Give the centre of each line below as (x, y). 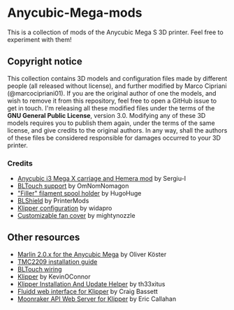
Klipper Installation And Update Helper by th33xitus (91, 283)
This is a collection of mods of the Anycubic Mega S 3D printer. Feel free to (115, 32)
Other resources (44, 238)
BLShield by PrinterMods (53, 201)
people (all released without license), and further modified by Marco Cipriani (117, 86)
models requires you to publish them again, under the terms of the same (111, 123)
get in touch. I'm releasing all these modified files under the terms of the (111, 108)
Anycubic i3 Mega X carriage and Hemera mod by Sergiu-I (102, 179)
